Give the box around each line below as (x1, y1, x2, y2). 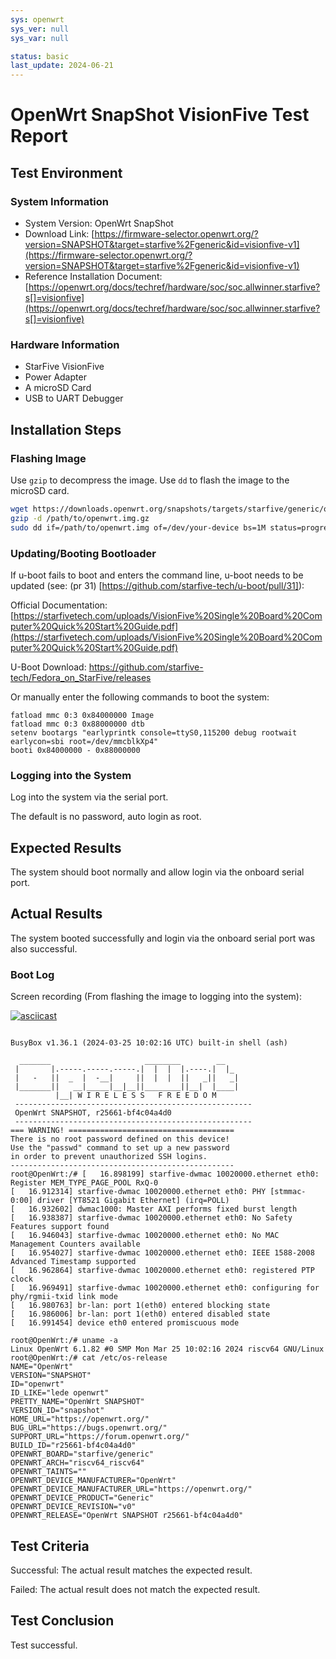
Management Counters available (10, 1239, 141, 1250)
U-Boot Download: (10, 661, 87, 673)
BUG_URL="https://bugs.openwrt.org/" (10, 1423, 168, 1433)
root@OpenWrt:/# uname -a (10, 1336, 118, 1346)
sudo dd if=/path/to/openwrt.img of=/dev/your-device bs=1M (10, 522, 267, 533)
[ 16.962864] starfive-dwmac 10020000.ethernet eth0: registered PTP (10, 1266, 315, 1276)
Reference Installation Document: (24, 271, 163, 282)
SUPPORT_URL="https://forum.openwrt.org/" (10, 1432, 190, 1442)
